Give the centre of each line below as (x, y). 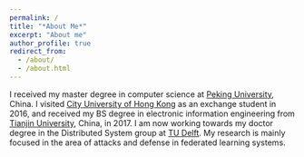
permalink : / (34, 18)
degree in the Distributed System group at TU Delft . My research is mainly (147, 132)
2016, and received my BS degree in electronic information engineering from (152, 113)
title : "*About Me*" (49, 26)
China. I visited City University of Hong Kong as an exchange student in (143, 103)
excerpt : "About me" (49, 34)
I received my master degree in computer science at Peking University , (142, 94)
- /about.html (44, 69)
